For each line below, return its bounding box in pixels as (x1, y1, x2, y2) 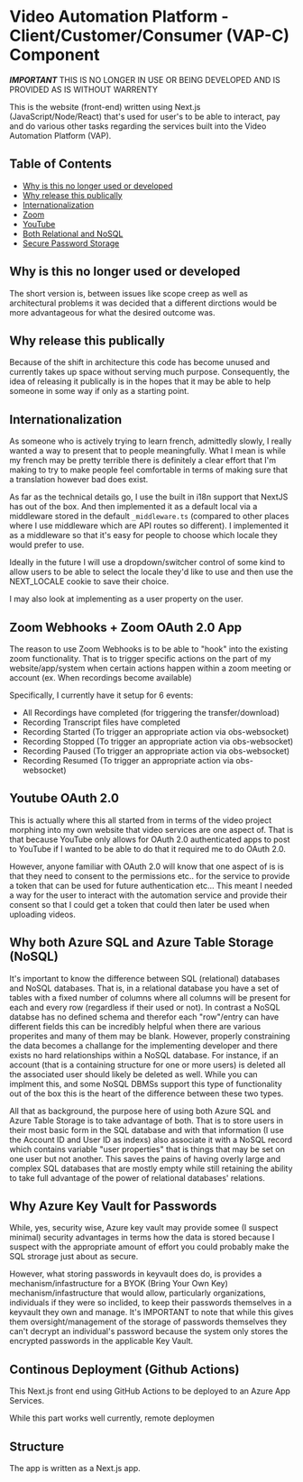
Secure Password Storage (22, 237, 120, 249)
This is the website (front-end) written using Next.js (9, 101, 201, 112)
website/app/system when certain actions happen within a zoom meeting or (9, 663, 291, 673)
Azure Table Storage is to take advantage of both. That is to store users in (9, 1115, 284, 1126)
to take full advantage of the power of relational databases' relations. (9, 1172, 266, 1183)
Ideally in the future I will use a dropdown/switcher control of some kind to (9, 557, 286, 568)
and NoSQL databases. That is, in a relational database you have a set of (9, 983, 280, 993)
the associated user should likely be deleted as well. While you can (9, 1068, 259, 1079)
